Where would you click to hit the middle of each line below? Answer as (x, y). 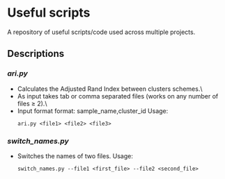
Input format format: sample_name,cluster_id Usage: (93, 111)
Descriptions (36, 54)
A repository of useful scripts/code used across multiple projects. (101, 32)
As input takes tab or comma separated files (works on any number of (118, 96)
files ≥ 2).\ (32, 103)
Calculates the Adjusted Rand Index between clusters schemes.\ (110, 89)
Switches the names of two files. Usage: (75, 156)
